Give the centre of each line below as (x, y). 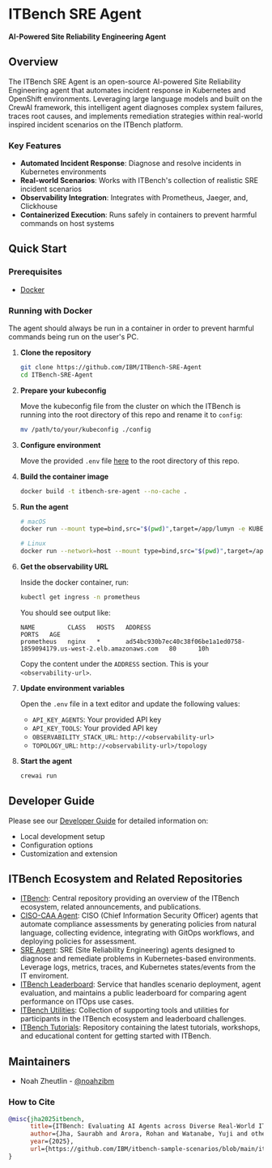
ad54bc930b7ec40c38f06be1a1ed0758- (185, 642)
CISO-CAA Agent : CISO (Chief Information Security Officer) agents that (139, 915)
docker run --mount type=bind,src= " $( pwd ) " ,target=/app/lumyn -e (132, 529)
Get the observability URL (64, 567)
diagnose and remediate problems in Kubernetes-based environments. (138, 959)
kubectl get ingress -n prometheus (80, 597)
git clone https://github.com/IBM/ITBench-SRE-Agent (111, 368)
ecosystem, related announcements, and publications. (110, 907)
